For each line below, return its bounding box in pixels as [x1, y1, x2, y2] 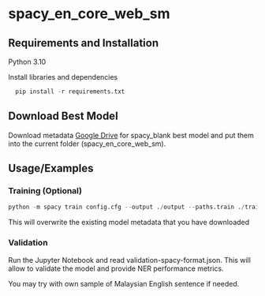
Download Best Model [8, 110, 118, 123]
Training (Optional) [8, 185, 83, 196]
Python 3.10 [8, 57, 47, 66]
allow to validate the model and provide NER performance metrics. [8, 264, 224, 273]
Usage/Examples [8, 162, 94, 175]
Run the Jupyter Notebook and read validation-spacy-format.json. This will [8, 255, 251, 264]
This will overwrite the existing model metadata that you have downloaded [8, 218, 250, 227]
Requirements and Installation [8, 36, 159, 50]
